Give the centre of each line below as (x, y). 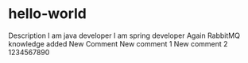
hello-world (48, 14)
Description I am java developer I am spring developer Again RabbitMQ (124, 35)
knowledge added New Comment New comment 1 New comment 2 (118, 43)
